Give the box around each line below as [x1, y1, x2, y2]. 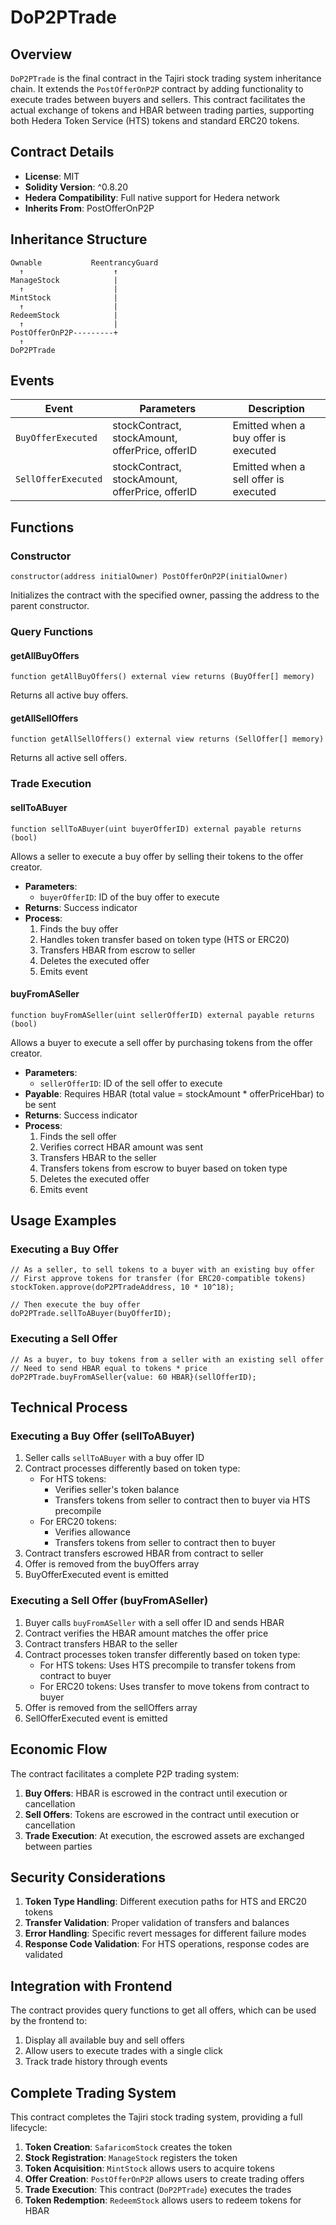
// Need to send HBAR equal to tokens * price [10, 1363, 208, 1373]
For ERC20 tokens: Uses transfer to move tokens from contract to [39, 1680, 310, 1692]
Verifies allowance [54, 1526, 131, 1538]
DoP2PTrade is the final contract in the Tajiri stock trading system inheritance [10, 72, 322, 84]
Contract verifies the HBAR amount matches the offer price [24, 1627, 269, 1639]
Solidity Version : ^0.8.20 [24, 181, 129, 193]
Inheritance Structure [10, 231, 148, 248]
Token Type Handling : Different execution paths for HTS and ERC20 [24, 1896, 307, 1908]
